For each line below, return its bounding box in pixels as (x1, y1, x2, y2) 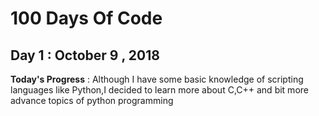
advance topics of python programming (10, 95, 174, 106)
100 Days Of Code (10, 7, 163, 30)
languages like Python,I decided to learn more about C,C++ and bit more (10, 84, 309, 96)
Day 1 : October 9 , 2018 (10, 47, 160, 64)
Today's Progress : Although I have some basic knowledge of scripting (10, 73, 304, 85)
